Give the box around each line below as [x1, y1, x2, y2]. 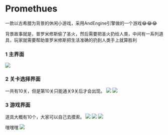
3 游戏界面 [5, 101, 31, 108]
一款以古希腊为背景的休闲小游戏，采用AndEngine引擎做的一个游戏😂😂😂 [5, 20, 157, 26]
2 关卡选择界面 [5, 75, 41, 82]
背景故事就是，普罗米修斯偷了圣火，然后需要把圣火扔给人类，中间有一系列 [5, 30, 159, 36]
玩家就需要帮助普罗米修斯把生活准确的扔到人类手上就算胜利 [14, 37, 137, 43]
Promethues [5, 3, 58, 14]
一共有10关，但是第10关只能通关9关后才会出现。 [5, 88, 105, 94]
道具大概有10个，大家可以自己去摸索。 [5, 113, 85, 120]
